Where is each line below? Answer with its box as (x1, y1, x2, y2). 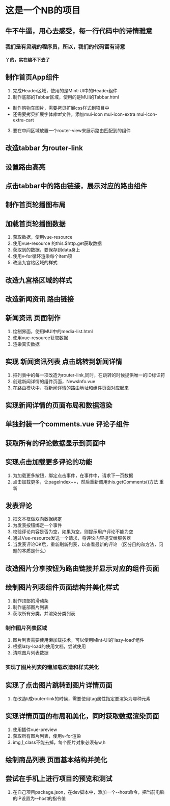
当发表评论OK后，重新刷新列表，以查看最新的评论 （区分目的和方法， (12, 541, 159, 547)
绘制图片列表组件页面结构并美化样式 (5, 583, 119, 592)
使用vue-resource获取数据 (12, 335, 69, 341)
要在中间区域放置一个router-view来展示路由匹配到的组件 (12, 127, 131, 133)
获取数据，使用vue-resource (12, 234, 73, 240)
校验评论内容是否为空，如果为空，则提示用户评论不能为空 (12, 528, 133, 535)
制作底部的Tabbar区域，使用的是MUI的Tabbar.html (12, 94, 119, 100)
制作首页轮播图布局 (5, 200, 66, 209)
